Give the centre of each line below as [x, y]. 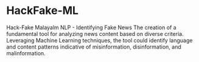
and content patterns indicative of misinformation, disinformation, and [94, 47]
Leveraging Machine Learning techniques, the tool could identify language [100, 40]
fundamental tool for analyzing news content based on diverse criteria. [95, 33]
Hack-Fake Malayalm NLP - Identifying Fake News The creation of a [91, 27]
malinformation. [26, 53]
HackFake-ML [43, 11]
